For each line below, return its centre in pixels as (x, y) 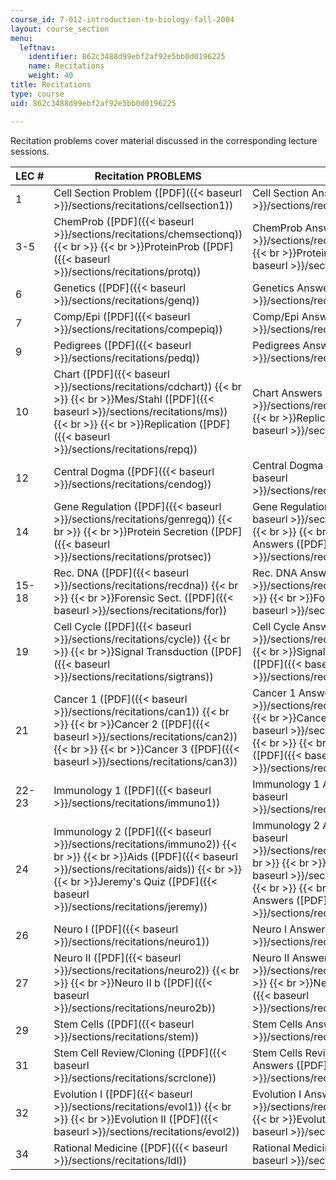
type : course (37, 94)
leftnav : (37, 47)
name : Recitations (66, 66)
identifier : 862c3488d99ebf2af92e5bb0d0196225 (127, 57)
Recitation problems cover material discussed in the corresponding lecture (164, 140)
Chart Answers (287, 393)
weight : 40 (51, 76)
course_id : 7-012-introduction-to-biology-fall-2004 (122, 19)
